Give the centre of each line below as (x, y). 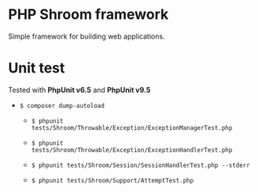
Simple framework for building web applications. (87, 36)
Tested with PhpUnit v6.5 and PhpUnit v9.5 (79, 90)
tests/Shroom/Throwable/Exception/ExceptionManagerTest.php (132, 127)
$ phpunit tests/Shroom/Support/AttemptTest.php (112, 180)
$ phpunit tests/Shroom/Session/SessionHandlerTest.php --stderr (140, 165)
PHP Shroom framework (88, 15)
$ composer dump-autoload (62, 105)
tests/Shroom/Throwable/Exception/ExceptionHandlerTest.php (132, 150)
